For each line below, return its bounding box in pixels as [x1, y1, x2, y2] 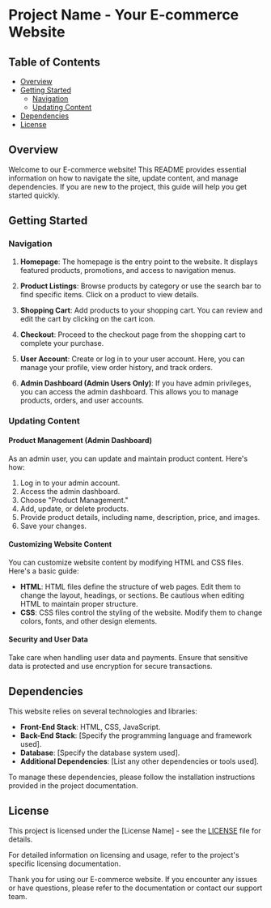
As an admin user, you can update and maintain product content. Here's [8, 454, 248, 463]
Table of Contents [8, 55, 101, 69]
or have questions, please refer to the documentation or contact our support [8, 883, 263, 893]
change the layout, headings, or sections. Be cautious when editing [19, 590, 245, 600]
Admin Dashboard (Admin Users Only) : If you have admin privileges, [19, 378, 252, 388]
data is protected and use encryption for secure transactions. [8, 662, 213, 671]
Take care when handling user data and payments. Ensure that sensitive [8, 653, 248, 663]
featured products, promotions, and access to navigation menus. [19, 265, 236, 275]
